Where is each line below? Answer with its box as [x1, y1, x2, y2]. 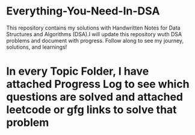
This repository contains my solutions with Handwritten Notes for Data [6, 24, 181, 31]
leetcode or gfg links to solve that [6, 103, 177, 117]
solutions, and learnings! [6, 43, 67, 51]
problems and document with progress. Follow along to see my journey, [6, 37, 184, 44]
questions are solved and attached [6, 90, 184, 104]
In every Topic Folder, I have [6, 64, 149, 78]
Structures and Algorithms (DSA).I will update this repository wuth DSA [6, 30, 182, 37]
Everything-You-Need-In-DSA [6, 4, 160, 18]
